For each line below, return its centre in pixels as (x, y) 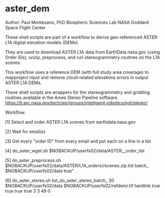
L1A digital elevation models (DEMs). (42, 42)
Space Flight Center (25, 27)
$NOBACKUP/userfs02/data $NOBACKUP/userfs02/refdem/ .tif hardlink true (83, 186)
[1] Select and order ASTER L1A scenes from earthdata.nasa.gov (70, 122)
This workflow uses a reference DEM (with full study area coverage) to (77, 72)
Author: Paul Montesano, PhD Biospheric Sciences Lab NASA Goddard (77, 22)
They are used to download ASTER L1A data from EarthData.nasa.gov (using (83, 52)
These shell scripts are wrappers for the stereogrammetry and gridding (78, 92)
